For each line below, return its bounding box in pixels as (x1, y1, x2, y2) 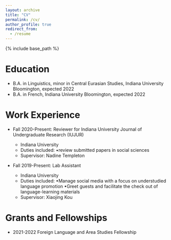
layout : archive (5, 7, 40, 13)
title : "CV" (5, 12, 31, 17)
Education (5, 64, 50, 75)
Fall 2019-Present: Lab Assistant (12, 162, 81, 168)
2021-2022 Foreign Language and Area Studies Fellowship (12, 229, 137, 235)
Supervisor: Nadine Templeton (20, 152, 85, 158)
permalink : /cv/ (5, 17, 40, 22)
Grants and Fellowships (5, 212, 108, 224)
